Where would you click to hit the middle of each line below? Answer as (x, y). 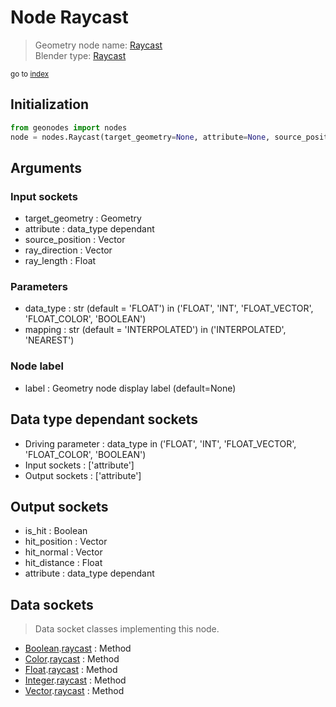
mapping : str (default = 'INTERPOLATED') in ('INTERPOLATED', (155, 330)
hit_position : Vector (66, 542)
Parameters (39, 287)
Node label (37, 366)
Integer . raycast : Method (75, 680)
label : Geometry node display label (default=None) (130, 388)
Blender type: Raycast (80, 55)
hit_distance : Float (63, 563)
